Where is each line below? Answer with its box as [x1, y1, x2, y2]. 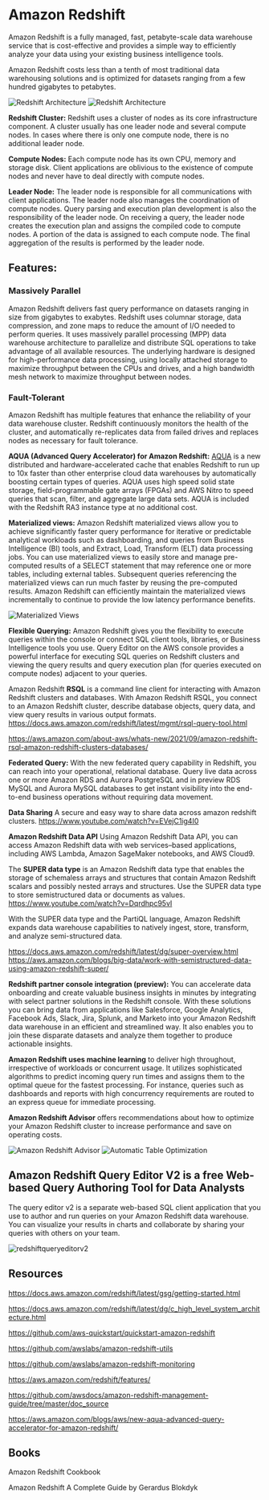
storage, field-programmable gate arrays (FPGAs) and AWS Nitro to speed [8, 485, 255, 495]
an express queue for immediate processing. [8, 1097, 157, 1107]
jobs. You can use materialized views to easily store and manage [8, 552, 222, 561]
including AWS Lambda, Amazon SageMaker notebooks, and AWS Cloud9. [8, 849, 255, 858]
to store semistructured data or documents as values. [8, 890, 185, 899]
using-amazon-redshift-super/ [8, 964, 109, 973]
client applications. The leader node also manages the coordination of [8, 195, 240, 205]
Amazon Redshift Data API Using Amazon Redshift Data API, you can [8, 831, 238, 841]
